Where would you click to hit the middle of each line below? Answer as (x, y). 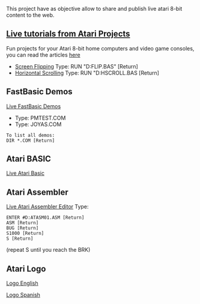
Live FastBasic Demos (34, 106)
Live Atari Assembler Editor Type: (47, 207)
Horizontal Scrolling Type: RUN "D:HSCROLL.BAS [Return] (87, 73)
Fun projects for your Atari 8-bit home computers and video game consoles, (100, 48)
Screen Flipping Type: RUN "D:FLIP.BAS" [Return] (76, 66)
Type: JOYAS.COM (38, 124)
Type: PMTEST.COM (40, 118)
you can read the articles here (43, 55)
